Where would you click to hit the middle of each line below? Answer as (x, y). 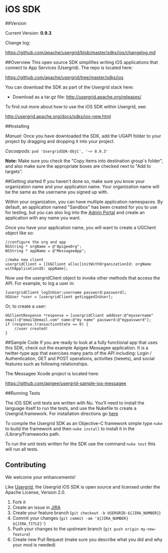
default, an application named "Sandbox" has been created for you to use (81, 207)
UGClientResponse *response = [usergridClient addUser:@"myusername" (79, 315)
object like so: (20, 233)
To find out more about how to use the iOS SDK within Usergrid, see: (76, 106)
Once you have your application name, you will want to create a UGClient (81, 227)
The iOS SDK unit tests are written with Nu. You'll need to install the (75, 403)
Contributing (26, 465)
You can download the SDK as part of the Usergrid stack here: (69, 87)
